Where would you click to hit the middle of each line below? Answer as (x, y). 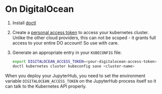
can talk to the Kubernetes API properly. (46, 86)
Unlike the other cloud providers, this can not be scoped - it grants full (84, 38)
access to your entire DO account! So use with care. (65, 43)
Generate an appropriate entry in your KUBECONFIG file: (67, 52)
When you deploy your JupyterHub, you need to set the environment (75, 76)
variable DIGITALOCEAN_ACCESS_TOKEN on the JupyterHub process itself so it (81, 81)
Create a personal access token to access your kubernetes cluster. (81, 32)
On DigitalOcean (40, 9)
